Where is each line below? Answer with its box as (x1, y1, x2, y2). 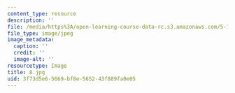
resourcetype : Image (7, 62, 68, 69)
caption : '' (13, 43, 49, 50)
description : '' (7, 17, 55, 24)
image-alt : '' (13, 56, 55, 63)
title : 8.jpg (7, 69, 45, 76)
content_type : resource (7, 10, 77, 17)
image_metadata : (7, 36, 55, 43)
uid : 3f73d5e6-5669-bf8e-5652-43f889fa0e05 (7, 75, 136, 83)
